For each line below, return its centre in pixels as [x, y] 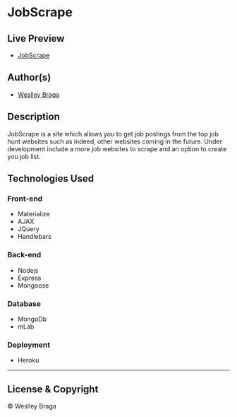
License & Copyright [53, 389]
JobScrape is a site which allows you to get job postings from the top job [113, 134]
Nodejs [28, 270]
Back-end [24, 255]
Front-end [25, 199]
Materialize [34, 214]
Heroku [28, 360]
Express [29, 278]
